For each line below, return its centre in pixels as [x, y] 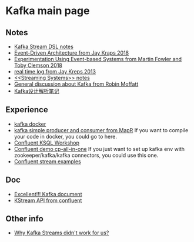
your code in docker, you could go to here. [65, 136]
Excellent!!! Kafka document [48, 194]
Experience [27, 110]
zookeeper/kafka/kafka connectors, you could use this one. [86, 155]
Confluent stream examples [47, 161]
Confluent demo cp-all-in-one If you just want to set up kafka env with [99, 149]
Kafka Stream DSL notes [44, 46]
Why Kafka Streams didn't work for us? [61, 233]
